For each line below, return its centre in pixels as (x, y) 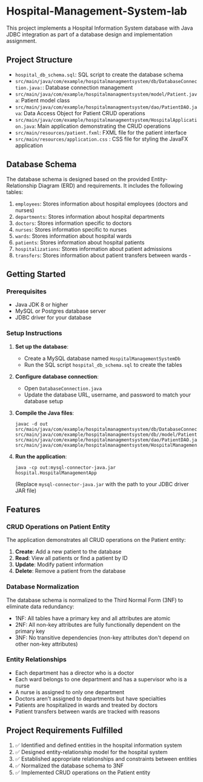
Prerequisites (26, 291)
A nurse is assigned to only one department (70, 692)
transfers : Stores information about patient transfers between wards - (103, 255)
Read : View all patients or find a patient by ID (72, 558)
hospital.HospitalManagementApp (56, 473)
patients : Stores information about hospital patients (80, 242)
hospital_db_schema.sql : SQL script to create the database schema (99, 75)
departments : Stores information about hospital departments (90, 216)
